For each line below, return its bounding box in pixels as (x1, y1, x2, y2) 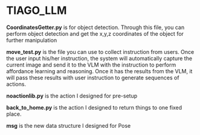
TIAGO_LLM (6, 4, 67, 18)
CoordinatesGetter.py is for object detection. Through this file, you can (6, 24, 185, 31)
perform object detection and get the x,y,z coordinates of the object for (6, 30, 184, 37)
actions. (6, 80, 26, 88)
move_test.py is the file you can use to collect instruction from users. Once (6, 48, 195, 55)
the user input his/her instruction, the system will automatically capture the (6, 54, 192, 62)
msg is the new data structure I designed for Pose (6, 122, 131, 129)
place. (6, 110, 22, 117)
